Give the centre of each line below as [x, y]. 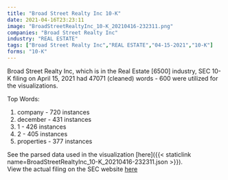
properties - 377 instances [55, 141]
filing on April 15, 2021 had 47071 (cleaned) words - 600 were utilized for [115, 78]
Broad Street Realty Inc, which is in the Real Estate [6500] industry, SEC [109, 71]
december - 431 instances [54, 119]
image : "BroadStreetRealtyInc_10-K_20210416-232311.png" [90, 26]
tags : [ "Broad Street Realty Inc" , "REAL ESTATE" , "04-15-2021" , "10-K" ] [110, 45]
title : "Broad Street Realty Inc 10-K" [64, 13]
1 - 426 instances [42, 127]
